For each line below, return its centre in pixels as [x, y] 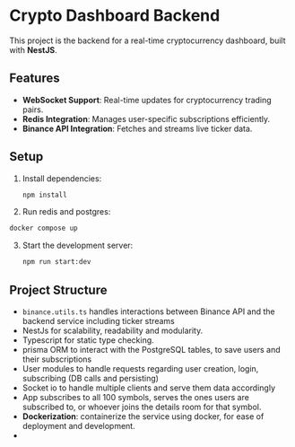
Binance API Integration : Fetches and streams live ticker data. [137, 128]
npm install [44, 195]
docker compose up [43, 228]
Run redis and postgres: [66, 212]
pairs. [33, 110]
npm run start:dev [56, 262]
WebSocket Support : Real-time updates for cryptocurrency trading [147, 100]
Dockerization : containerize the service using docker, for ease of [143, 416]
